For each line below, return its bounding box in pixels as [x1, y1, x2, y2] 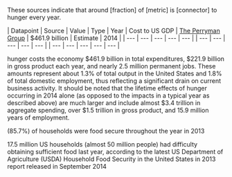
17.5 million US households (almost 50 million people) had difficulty [7, 140, 198, 148]
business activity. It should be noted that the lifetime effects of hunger [7, 84, 208, 92]
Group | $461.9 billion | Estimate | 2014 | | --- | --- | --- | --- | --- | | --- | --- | [7, 34, 226, 42]
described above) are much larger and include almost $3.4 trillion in [7, 99, 201, 106]
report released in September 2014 [7, 162, 107, 170]
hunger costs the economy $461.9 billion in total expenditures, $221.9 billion [7, 55, 225, 63]
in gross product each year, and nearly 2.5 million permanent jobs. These [7, 62, 216, 70]
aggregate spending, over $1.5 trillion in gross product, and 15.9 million [7, 106, 209, 114]
